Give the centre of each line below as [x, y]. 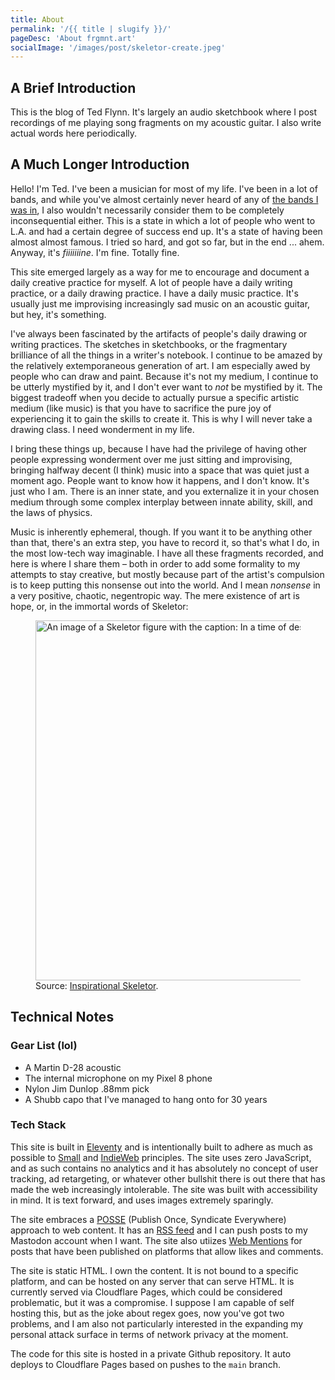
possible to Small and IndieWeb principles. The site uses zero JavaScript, [161, 1157]
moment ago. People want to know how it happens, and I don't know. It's [160, 480]
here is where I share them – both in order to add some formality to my [155, 563]
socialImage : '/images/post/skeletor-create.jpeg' [118, 47]
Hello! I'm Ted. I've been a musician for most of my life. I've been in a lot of [164, 188]
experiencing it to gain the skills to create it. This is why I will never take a [161, 418]
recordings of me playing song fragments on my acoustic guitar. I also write [166, 123]
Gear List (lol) [44, 1046]
